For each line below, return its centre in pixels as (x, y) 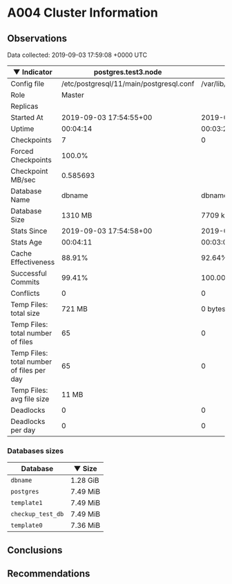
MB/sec (23, 180)
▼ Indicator (33, 72)
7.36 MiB (85, 526)
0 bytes (213, 309)
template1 (27, 503)
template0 (27, 525)
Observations (37, 38)
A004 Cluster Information (83, 13)
